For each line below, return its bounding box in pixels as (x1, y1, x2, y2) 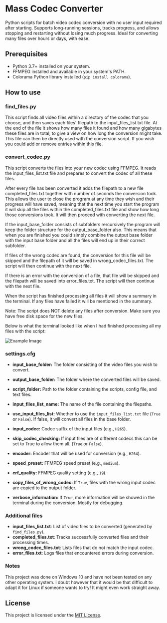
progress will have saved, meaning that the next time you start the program (5, 201, 160, 207)
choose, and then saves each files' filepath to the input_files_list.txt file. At (5, 120, 158, 126)
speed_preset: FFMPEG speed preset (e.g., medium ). (12, 460, 120, 466)
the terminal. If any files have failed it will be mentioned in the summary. (5, 298, 153, 304)
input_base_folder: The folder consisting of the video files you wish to (12, 361, 158, 367)
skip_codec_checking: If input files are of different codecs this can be (12, 435, 158, 442)
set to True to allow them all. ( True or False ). (12, 441, 103, 447)
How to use (5, 88, 41, 97)
